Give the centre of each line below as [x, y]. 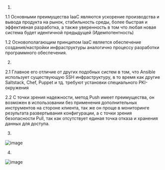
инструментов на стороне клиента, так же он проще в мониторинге [77, 108]
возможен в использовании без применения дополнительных [71, 103]
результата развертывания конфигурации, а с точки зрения [69, 113]
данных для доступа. [27, 124]
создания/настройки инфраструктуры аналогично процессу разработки [82, 47]
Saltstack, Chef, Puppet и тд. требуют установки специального [71, 82]
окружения [17, 88]
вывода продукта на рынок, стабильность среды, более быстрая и [76, 22]
